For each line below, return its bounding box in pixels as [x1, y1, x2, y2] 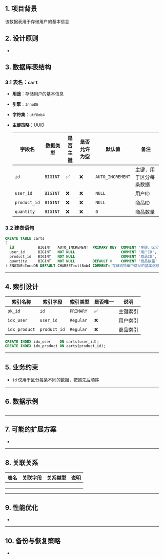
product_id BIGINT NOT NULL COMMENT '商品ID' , [9, 254, 157, 259]
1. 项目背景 [5, 4, 38, 13]
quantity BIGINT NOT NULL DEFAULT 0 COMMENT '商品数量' [9, 258, 158, 263]
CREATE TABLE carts [5, 236, 45, 241]
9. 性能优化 [5, 503, 39, 512]
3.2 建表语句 [5, 225, 35, 232]
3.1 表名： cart [5, 79, 38, 86]
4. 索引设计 [5, 283, 39, 291]
